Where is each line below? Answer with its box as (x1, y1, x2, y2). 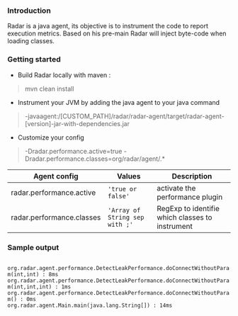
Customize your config (17, 133, 85, 142)
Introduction (7, 6, 51, 16)
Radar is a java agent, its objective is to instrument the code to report (7, 22, 209, 30)
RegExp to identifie (157, 203, 220, 213)
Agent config (33, 171, 79, 181)
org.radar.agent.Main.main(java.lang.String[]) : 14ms (7, 302, 173, 309)
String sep (107, 213, 144, 221)
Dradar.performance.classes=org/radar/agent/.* (24, 154, 165, 163)
